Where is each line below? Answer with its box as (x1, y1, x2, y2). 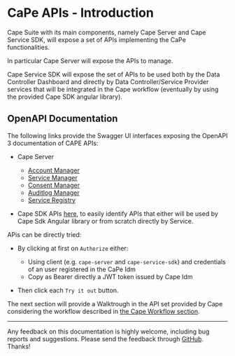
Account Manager (27, 166, 80, 174)
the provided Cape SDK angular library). (7, 93, 122, 101)
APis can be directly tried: (7, 230, 82, 239)
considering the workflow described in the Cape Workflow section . (7, 307, 201, 315)
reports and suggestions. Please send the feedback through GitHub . (7, 334, 204, 343)
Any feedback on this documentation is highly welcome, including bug (7, 327, 210, 336)
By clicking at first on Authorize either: (17, 244, 129, 252)
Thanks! (7, 342, 31, 350)
